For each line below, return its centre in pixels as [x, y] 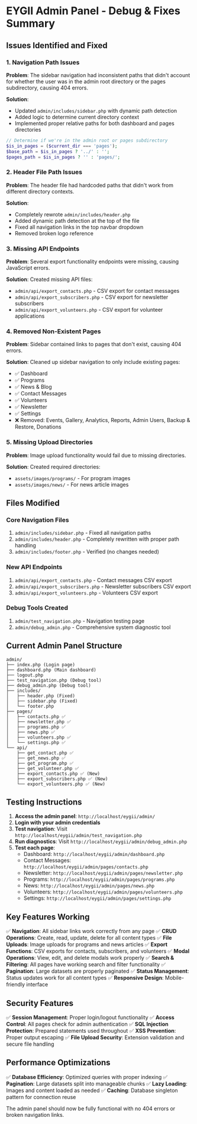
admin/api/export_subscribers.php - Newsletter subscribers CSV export [103, 586]
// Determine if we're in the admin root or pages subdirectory [87, 140]
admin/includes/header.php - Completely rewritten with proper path [97, 539]
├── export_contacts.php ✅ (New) [59, 774]
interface [37, 985]
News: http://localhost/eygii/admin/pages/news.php [89, 886]
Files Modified [33, 503]
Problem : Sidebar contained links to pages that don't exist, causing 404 [94, 344]
